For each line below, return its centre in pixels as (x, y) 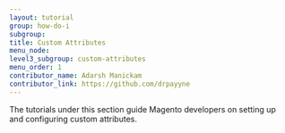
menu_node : (30, 51)
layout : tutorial (42, 17)
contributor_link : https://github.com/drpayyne (100, 84)
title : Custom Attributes (57, 42)
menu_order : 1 (36, 68)
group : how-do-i (39, 26)
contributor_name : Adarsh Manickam (76, 76)
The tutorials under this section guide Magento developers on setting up (142, 109)
